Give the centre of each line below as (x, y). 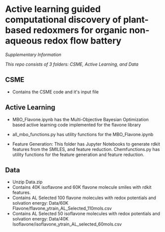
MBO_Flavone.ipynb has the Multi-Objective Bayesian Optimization (81, 119)
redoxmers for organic (80, 30)
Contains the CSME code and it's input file (55, 92)
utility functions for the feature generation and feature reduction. (78, 155)
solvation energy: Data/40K (40, 219)
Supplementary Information (33, 54)
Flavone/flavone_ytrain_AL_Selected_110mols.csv (62, 208)
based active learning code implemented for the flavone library (77, 125)
